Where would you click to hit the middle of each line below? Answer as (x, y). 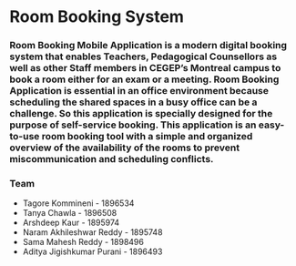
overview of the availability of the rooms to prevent (124, 148)
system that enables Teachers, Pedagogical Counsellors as (143, 56)
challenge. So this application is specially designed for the (141, 114)
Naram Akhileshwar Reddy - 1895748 (92, 232)
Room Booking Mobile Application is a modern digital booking (148, 46)
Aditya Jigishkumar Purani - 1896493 (92, 251)
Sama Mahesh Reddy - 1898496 (83, 242)
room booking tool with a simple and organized (147, 137)
